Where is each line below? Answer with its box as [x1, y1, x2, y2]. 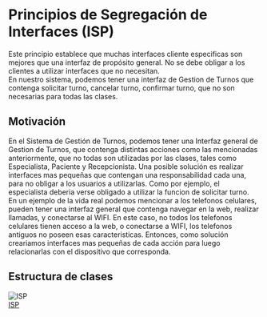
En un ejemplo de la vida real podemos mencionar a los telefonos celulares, [8, 195, 257, 205]
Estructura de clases [8, 270, 114, 283]
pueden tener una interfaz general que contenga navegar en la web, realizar [8, 204, 259, 214]
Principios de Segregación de [8, 6, 208, 24]
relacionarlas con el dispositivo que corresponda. [8, 247, 171, 256]
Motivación [8, 114, 66, 129]
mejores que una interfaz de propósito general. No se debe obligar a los [8, 58, 245, 67]
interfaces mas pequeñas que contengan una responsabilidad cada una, [8, 170, 246, 179]
